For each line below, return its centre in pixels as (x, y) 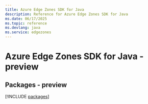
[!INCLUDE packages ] (27, 96)
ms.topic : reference (26, 23)
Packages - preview (36, 85)
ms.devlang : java (23, 28)
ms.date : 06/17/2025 (26, 19)
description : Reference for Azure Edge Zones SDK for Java (67, 14)
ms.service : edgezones (28, 32)
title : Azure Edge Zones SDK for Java (45, 10)
